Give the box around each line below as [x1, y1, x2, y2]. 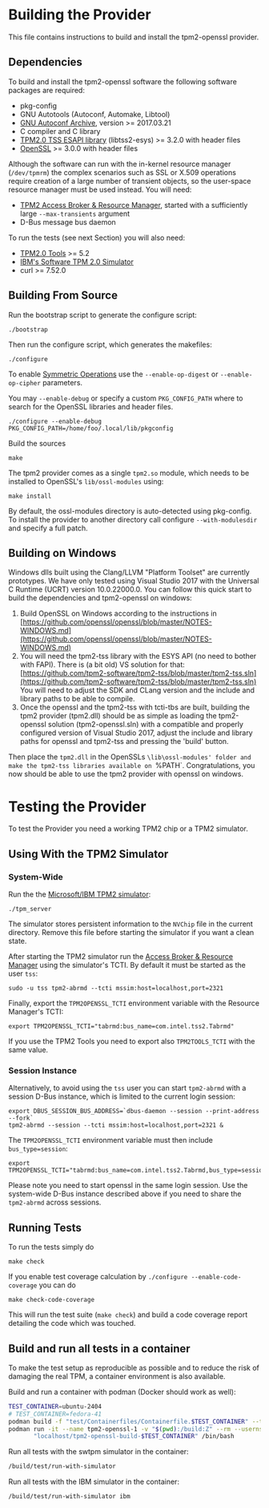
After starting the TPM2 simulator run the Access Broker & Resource [8, 952, 234, 961]
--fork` [8, 1114, 34, 1123]
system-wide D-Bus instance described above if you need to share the [8, 1189, 242, 1199]
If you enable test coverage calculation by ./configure [8, 1272, 188, 1282]
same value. [8, 1045, 49, 1055]
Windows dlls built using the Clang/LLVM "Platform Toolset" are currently [8, 567, 250, 577]
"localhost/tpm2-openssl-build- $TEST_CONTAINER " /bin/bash [33, 1433, 235, 1441]
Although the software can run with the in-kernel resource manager [8, 159, 231, 169]
